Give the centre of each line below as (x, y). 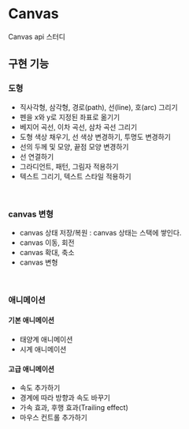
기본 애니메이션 (31, 320)
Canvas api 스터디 (37, 36)
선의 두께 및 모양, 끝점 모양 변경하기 (74, 146)
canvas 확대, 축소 (47, 252)
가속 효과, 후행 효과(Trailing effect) (74, 408)
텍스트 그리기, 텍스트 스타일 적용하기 (75, 176)
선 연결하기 (37, 156)
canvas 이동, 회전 (47, 243)
